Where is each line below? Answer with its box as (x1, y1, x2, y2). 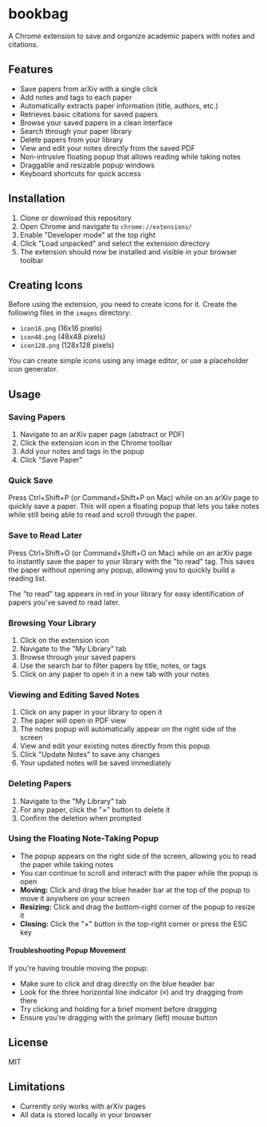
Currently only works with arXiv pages (19, 1101, 146, 1111)
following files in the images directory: (8, 308, 132, 317)
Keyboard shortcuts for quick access (19, 168, 142, 178)
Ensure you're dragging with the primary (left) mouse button (19, 1013, 218, 1023)
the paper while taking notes (19, 859, 114, 869)
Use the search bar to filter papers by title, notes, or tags (19, 660, 206, 670)
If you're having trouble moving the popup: (8, 963, 149, 973)
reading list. (8, 573, 47, 583)
